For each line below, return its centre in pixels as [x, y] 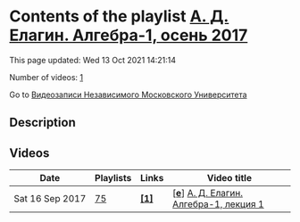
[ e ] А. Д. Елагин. [208, 193]
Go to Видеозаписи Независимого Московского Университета [128, 95]
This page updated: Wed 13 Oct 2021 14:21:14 [93, 60]
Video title [229, 178]
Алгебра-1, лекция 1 [219, 204]
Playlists [113, 178]
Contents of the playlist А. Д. [119, 16]
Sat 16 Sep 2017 [50, 199]
